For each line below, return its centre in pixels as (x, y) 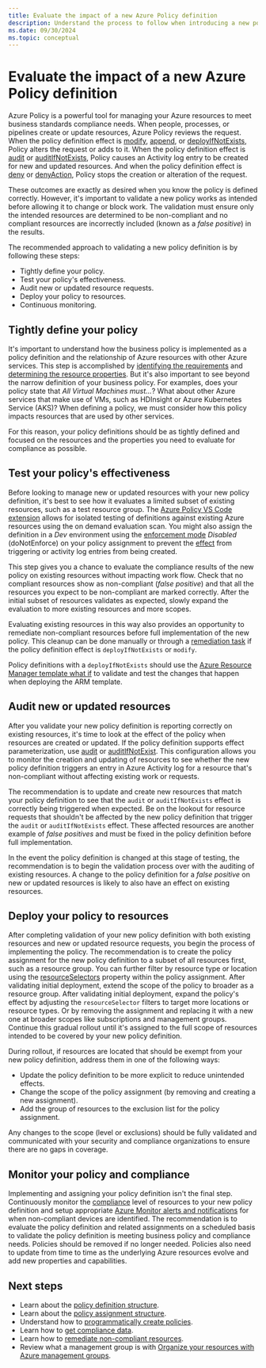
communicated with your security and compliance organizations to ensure (129, 1141)
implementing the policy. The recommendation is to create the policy (120, 952)
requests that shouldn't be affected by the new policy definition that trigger (131, 816)
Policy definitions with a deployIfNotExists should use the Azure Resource (130, 665)
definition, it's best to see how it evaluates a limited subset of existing (122, 501)
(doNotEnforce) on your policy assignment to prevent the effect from (120, 543)
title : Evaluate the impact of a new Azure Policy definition (113, 15)
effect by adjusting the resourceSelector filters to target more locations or (129, 1003)
